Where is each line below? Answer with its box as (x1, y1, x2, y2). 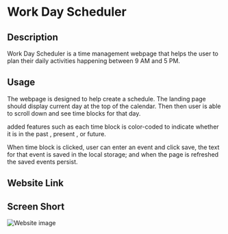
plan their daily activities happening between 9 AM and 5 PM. (7, 57, 180, 65)
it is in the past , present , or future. (7, 129, 106, 138)
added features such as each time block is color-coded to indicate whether (7, 122, 219, 131)
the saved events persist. (7, 157, 78, 166)
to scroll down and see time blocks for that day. (7, 109, 141, 117)
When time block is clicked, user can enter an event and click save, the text (7, 143, 220, 151)
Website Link (7, 177, 64, 189)
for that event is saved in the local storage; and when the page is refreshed (7, 150, 219, 158)
